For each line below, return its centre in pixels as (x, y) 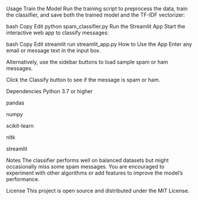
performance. (23, 179)
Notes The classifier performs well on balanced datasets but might (87, 160)
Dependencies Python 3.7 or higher (49, 91)
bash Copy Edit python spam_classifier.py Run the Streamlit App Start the (96, 26)
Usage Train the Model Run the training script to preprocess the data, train (97, 9)
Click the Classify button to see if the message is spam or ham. (83, 80)
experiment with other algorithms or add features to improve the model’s (95, 173)
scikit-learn (20, 126)
